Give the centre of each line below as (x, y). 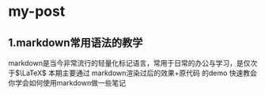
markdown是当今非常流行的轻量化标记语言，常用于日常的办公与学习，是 (126, 63)
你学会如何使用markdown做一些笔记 (67, 83)
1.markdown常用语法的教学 (76, 42)
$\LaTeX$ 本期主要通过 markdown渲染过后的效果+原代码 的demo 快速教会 (136, 73)
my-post (37, 11)
